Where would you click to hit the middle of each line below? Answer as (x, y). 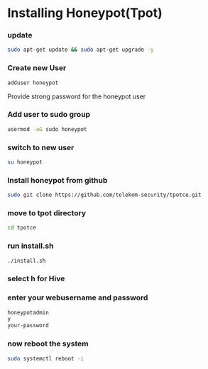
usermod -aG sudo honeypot (47, 129)
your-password (28, 326)
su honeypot (25, 162)
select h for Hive (36, 279)
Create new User (37, 68)
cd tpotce (22, 228)
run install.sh (31, 246)
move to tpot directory (47, 212)
